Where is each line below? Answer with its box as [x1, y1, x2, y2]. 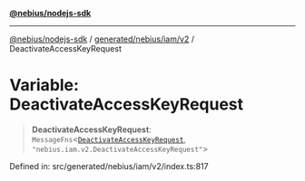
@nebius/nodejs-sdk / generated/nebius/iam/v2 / [9, 33, 195, 44]
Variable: [9, 75, 80, 96]
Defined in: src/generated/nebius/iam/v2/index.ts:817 [9, 160, 209, 171]
